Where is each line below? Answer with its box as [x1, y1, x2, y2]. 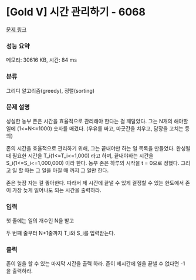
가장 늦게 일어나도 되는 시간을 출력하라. [12, 186, 102, 194]
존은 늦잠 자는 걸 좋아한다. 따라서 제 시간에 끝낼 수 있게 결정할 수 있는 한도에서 [6, 179, 184, 186]
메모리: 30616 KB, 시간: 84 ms [6, 56, 77, 63]
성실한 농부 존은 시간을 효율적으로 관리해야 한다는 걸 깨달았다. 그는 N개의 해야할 [6, 117, 188, 124]
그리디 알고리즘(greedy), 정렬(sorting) [6, 87, 95, 94]
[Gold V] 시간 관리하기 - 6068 [6, 5, 146, 19]
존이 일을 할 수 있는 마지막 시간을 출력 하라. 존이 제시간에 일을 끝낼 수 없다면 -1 [6, 260, 185, 267]
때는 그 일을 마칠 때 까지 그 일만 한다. [24, 167, 109, 174]
